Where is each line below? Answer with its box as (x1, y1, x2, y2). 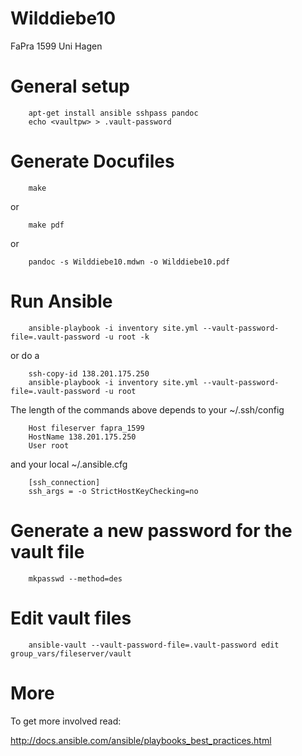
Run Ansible (10, 290, 113, 312)
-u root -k (104, 332, 150, 342)
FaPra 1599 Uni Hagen (10, 40, 103, 52)
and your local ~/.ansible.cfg (10, 458, 128, 470)
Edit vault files (10, 607, 132, 629)
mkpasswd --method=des (28, 573, 123, 584)
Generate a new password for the (10, 519, 293, 542)
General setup (10, 75, 130, 98)
